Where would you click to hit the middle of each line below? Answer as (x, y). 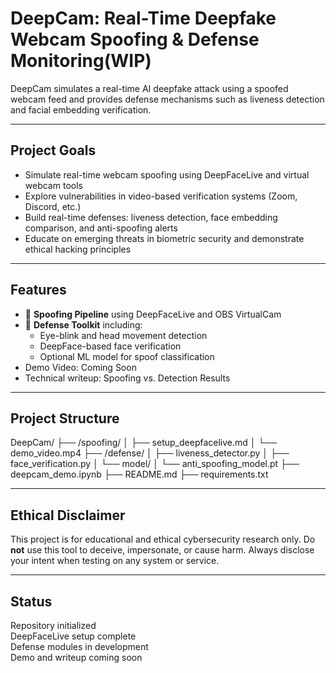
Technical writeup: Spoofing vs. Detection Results (127, 378)
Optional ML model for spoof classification (127, 356)
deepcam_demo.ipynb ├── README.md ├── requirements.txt (139, 474)
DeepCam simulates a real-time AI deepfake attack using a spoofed (149, 88)
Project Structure (65, 418)
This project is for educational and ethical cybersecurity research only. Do (163, 539)
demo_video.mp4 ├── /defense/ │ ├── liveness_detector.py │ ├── (150, 453)
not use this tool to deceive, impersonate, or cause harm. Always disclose (162, 550)
